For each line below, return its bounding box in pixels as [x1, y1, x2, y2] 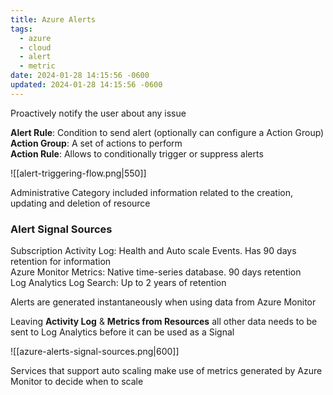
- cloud [19, 42, 52, 53]
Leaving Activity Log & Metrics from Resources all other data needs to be [10, 316, 318, 328]
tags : [10, 24, 33, 34]
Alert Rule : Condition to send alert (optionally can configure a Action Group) [10, 126, 325, 138]
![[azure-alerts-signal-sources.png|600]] [10, 346, 180, 358]
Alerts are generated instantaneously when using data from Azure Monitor [10, 296, 317, 308]
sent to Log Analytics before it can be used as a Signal [10, 326, 235, 338]
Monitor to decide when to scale [10, 376, 144, 388]
